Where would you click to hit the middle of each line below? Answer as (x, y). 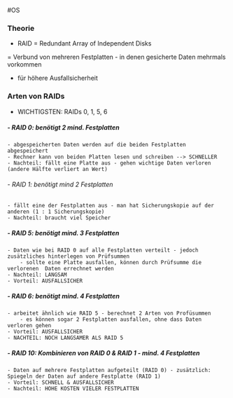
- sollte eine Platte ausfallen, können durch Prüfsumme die (111, 262)
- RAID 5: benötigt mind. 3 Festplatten (63, 233)
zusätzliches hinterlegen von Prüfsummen (69, 256)
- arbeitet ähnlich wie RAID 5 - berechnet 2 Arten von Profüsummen (109, 313)
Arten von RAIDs (36, 96)
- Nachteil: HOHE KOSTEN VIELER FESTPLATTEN (73, 388)
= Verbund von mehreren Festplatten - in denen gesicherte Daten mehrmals (116, 57)
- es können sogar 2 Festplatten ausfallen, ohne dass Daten (111, 319)
